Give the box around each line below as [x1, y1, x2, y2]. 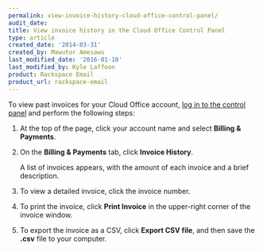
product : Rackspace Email [8, 70, 94, 78]
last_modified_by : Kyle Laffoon [8, 63, 115, 71]
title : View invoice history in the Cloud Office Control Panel [8, 26, 226, 34]
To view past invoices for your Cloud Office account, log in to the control [8, 100, 246, 109]
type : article [8, 33, 56, 42]
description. [19, 171, 60, 181]
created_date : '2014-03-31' [8, 41, 102, 49]
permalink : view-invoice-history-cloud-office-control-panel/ [8, 11, 219, 20]
